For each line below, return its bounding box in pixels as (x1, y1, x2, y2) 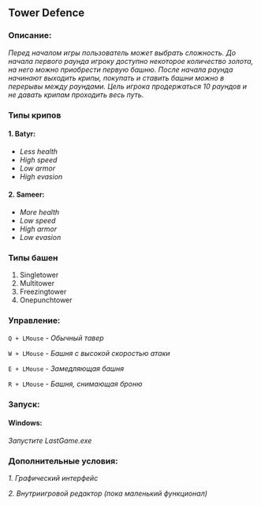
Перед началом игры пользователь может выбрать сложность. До (8, 47, 237, 58)
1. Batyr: (8, 129, 36, 139)
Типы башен (8, 252, 58, 263)
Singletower (19, 270, 59, 279)
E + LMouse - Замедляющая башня (8, 363, 125, 373)
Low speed (19, 216, 56, 226)
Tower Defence (8, 6, 85, 20)
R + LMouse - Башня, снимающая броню (8, 379, 144, 388)
